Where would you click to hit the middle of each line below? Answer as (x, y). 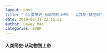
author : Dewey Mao (24, 24)
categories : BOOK (23, 29)
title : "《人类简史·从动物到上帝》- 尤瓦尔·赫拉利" (54, 15)
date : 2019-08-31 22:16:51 (34, 19)
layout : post (19, 10)
